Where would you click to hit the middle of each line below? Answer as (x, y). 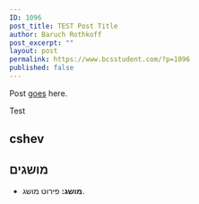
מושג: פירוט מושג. (53, 191)
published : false (42, 68)
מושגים (29, 169)
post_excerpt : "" (42, 43)
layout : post (34, 51)
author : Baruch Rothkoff (56, 34)
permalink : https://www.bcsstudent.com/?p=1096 (100, 59)
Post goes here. (39, 93)
